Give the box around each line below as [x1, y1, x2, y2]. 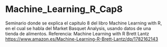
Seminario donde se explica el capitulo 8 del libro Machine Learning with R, [5, 20, 162, 26]
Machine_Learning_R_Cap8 [5, 3, 123, 15]
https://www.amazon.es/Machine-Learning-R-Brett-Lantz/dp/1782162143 [5, 36, 158, 42]
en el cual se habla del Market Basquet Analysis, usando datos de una [5, 25, 151, 31]
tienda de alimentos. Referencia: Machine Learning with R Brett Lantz [5, 30, 149, 36]
